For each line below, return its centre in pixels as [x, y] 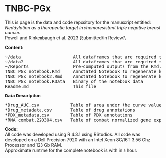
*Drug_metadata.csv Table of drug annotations [70, 110]
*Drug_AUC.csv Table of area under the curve [76, 105]
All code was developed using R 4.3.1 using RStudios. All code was [73, 134]
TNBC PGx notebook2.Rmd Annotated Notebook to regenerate [81, 76]
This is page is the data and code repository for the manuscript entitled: [78, 22]
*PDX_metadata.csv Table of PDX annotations [69, 115]
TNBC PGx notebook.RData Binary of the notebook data [74, 81]
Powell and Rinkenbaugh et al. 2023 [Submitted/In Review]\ [66, 38]
